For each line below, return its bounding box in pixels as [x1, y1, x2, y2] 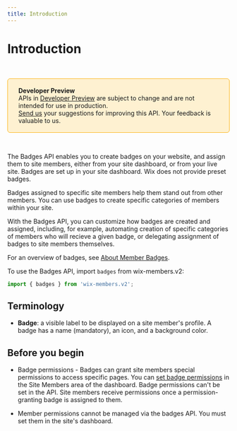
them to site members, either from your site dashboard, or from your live [7, 160, 217, 168]
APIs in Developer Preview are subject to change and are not [18, 93, 195, 102]
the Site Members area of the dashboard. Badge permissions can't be [17, 381, 221, 389]
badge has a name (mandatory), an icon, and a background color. [17, 326, 208, 335]
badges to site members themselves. [7, 240, 115, 248]
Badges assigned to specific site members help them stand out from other [7, 188, 224, 196]
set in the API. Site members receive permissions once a [17, 388, 182, 396]
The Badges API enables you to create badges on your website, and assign [7, 152, 226, 160]
